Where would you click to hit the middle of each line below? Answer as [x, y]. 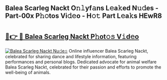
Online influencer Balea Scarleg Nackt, [109, 51]
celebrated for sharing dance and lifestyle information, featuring [71, 56]
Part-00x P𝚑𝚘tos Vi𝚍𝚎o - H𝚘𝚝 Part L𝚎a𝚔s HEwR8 [83, 16]
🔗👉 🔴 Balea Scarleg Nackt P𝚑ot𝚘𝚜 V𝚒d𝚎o [72, 37]
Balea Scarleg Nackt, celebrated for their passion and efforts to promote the [83, 67]
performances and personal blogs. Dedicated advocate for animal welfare [81, 62]
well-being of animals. [28, 72]
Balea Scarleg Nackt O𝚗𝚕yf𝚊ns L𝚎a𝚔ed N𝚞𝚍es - [82, 8]
